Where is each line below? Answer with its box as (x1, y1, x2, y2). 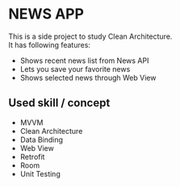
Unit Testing (19, 168, 61, 178)
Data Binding (19, 135, 63, 144)
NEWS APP (8, 5, 85, 23)
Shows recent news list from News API (19, 56, 149, 65)
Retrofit (19, 152, 45, 161)
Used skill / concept (8, 96, 111, 110)
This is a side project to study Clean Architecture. (8, 31, 173, 41)
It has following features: (8, 39, 91, 49)
